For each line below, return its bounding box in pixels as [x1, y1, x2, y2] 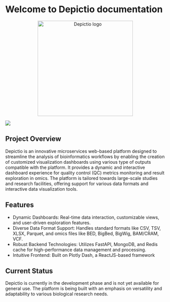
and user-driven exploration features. [12, 220, 91, 226]
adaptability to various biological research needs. [5, 291, 109, 297]
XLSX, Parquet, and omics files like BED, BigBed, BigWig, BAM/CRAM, [12, 230, 159, 236]
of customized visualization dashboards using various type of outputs [5, 159, 151, 165]
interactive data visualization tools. [5, 186, 78, 192]
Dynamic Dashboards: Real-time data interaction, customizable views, [12, 214, 159, 220]
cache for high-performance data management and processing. [12, 247, 146, 253]
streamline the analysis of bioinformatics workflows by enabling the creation [5, 154, 165, 160]
